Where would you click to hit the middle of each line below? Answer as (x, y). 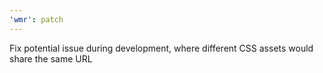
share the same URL (51, 58)
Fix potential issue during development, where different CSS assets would (161, 48)
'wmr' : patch (36, 19)
